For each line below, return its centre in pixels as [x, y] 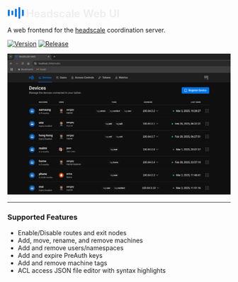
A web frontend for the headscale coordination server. [86, 30]
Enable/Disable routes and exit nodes [72, 232]
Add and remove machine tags [62, 263]
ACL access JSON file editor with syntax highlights [92, 270]
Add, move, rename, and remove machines [80, 240]
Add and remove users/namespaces [70, 248]
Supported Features [42, 218]
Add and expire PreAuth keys [60, 255]
